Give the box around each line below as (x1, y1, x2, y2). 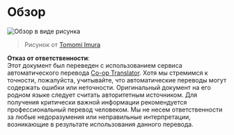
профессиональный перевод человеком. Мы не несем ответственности (7, 105, 223, 114)
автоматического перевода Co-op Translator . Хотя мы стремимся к (7, 69, 208, 77)
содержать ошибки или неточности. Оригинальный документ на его (7, 83, 211, 91)
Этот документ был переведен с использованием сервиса (7, 61, 182, 69)
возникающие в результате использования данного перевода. (7, 120, 194, 128)
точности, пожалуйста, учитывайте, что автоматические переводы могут (7, 75, 227, 84)
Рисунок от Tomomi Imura (24, 40, 101, 48)
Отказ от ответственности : (7, 53, 91, 62)
